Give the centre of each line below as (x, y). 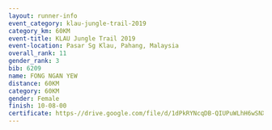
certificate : (30, 114)
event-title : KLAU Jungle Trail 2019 (72, 38)
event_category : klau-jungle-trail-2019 (78, 23)
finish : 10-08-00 (38, 106)
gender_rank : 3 (34, 61)
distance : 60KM (34, 83)
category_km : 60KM (39, 31)
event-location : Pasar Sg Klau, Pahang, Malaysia (94, 46)
